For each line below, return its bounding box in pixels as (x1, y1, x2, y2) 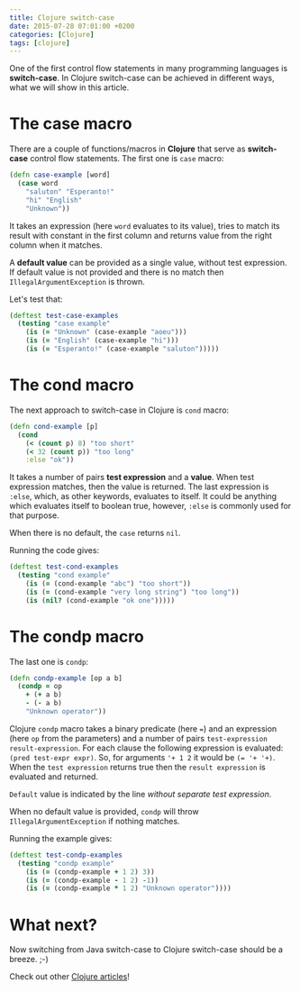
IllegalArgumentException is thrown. (9, 276, 146, 286)
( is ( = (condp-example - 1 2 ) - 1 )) (25, 876, 159, 885)
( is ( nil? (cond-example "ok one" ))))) (25, 596, 176, 605)
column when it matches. (9, 240, 103, 250)
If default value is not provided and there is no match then (9, 267, 224, 277)
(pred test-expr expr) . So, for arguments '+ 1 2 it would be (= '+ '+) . (9, 751, 277, 762)
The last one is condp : (9, 656, 88, 667)
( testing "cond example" (17, 571, 111, 580)
